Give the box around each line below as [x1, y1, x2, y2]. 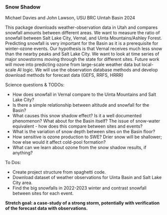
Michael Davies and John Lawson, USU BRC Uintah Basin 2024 [5, 15, 136, 21]
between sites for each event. [12, 191, 74, 197]
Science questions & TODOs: [5, 82, 65, 88]
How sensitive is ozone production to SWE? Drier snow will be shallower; [12, 134, 162, 140]
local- [142, 61, 154, 68]
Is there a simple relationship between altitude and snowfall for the [12, 102, 150, 108]
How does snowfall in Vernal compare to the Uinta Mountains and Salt [12, 91, 157, 98]
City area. [12, 180, 33, 186]
